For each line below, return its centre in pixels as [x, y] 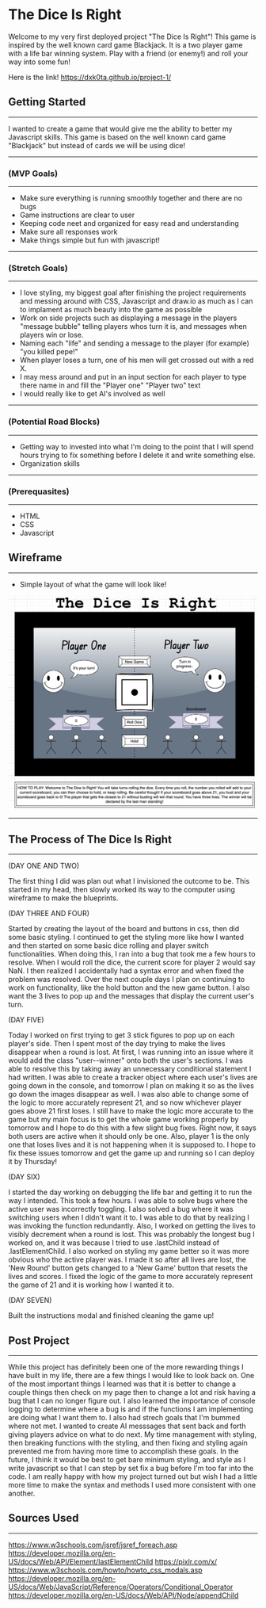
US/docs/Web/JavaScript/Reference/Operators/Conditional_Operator [121, 1587]
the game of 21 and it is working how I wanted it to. [91, 1285]
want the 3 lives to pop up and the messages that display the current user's [131, 996]
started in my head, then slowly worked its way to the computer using [122, 890]
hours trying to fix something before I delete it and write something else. [137, 455]
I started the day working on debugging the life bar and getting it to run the [130, 1192]
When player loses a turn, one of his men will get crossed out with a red [137, 360]
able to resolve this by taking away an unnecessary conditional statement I [130, 1069]
